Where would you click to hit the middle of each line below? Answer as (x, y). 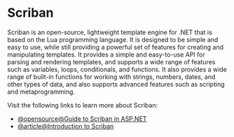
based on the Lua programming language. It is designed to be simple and (113, 39)
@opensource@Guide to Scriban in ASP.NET (82, 118)
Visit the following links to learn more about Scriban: (83, 105)
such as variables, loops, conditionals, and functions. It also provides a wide (117, 69)
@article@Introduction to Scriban (66, 126)
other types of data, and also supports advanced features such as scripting (116, 84)
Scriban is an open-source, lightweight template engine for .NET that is (110, 32)
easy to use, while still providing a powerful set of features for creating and (116, 47)
